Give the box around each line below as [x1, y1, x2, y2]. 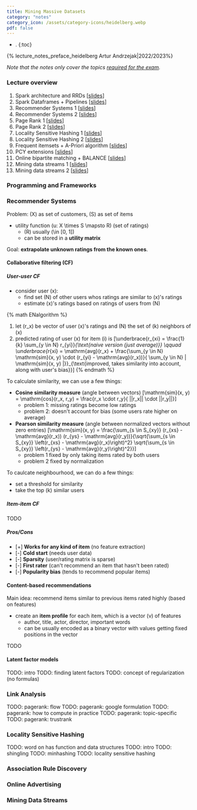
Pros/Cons [6, 528, 33, 535]
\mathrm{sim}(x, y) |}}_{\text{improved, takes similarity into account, [15, 360, 181, 367]
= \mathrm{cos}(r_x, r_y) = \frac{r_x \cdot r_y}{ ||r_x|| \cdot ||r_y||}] [15, 395, 177, 402]
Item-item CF [6, 500, 40, 507]
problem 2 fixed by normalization [23, 458, 104, 465]
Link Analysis [6, 690, 46, 698]
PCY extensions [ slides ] [15, 148, 73, 155]
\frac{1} [167, 335, 185, 342]
